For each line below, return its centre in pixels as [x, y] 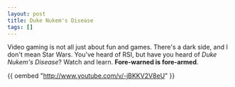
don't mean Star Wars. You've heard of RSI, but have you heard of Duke [112, 54]
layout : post [27, 14]
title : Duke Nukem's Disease [50, 21]
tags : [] [20, 27]
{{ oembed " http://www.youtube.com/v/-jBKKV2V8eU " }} [91, 76]
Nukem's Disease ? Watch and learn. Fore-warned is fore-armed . [103, 62]
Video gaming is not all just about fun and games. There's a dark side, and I [118, 47]
